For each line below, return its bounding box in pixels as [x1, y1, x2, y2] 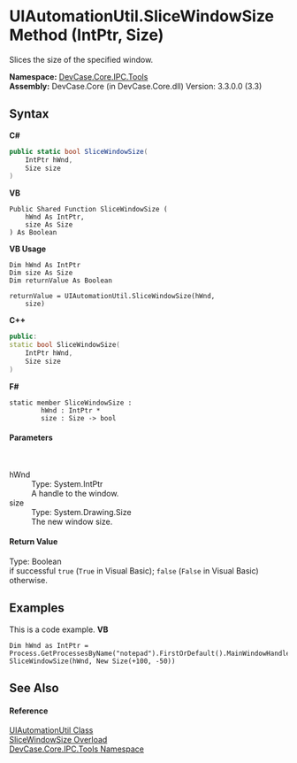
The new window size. [31, 516, 113, 527]
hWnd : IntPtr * [41, 405, 101, 415]
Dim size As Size [9, 268, 73, 278]
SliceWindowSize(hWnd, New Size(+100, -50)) [9, 657, 176, 666]
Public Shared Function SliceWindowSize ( [9, 205, 168, 214]
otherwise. [9, 575, 49, 586]
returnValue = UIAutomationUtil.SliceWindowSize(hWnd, [9, 292, 216, 301]
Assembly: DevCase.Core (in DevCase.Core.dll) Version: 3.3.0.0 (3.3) [9, 81, 263, 91]
